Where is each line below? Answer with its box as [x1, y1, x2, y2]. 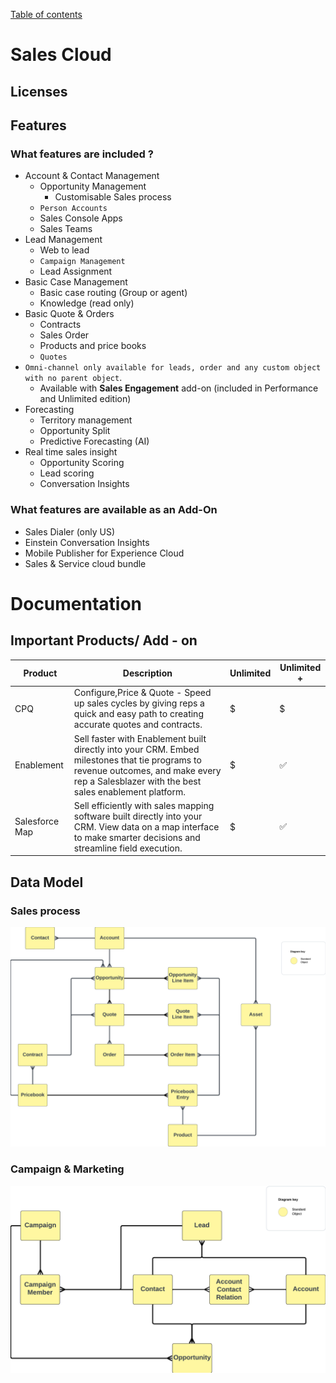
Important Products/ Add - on [10, 632, 198, 649]
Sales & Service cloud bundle [24, 557, 147, 569]
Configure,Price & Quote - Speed [73, 687, 212, 699]
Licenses [10, 83, 68, 100]
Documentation [10, 592, 143, 615]
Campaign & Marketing [10, 1162, 125, 1176]
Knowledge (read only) [39, 297, 135, 309]
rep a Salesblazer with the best [73, 775, 202, 787]
